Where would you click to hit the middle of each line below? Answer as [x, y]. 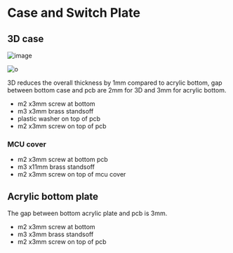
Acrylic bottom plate [53, 197]
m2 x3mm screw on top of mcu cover [72, 175]
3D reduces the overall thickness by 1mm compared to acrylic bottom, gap [115, 83]
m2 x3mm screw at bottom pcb [63, 160]
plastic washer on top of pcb [59, 118]
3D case [26, 39]
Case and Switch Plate [74, 13]
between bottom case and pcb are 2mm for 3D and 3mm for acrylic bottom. [117, 90]
